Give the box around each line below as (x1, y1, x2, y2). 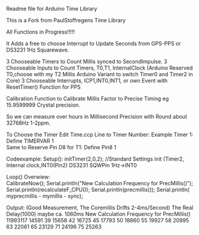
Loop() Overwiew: (6, 173, 51, 180)
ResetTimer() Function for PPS (6, 83, 81, 91)
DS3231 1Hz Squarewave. (6, 46, 69, 53)
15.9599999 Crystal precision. (6, 101, 81, 109)
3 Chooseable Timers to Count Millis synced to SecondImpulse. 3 (6, 58, 167, 65)
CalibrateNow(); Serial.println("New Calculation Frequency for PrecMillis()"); (6, 180, 193, 186)
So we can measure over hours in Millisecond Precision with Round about (6, 113, 187, 120)
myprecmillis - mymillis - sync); (6, 192, 84, 200)
